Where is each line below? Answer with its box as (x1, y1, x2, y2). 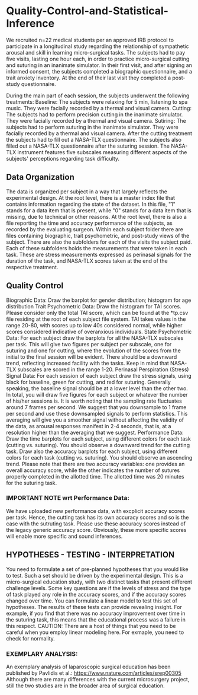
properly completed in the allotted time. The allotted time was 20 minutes (6, 473, 184, 480)
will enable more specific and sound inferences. (6, 533, 123, 540)
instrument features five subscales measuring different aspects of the (17, 148, 187, 155)
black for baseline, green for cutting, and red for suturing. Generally (6, 378, 171, 385)
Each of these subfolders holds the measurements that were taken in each (6, 244, 187, 251)
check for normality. (6, 635, 55, 642)
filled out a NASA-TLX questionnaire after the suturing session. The (6, 142, 170, 149)
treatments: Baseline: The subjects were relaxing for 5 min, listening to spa (6, 98, 188, 105)
